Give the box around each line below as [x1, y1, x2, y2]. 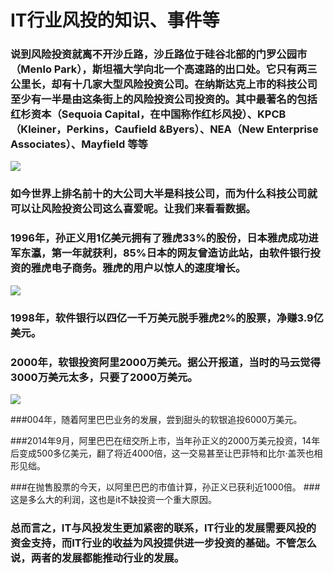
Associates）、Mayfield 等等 [10, 137, 148, 151]
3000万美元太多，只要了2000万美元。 [10, 370, 198, 384]
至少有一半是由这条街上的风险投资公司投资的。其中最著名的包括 [10, 92, 318, 106]
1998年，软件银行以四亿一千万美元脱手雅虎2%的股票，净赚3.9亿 [10, 311, 324, 325]
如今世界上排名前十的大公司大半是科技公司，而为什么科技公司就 [10, 187, 318, 201]
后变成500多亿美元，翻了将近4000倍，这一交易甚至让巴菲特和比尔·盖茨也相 [10, 447, 323, 459]
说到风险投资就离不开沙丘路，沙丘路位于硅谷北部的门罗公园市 [10, 47, 308, 61]
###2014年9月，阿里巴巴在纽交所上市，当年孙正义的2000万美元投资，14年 [10, 434, 321, 446]
